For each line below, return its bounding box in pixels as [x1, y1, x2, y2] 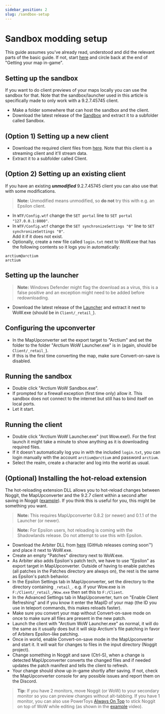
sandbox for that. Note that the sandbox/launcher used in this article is [5, 92, 148, 99]
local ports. [12, 401, 35, 407]
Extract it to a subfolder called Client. [12, 156, 88, 162]
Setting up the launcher [5, 271, 79, 280]
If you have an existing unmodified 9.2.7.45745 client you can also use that [5, 183, 158, 189]
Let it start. [12, 406, 34, 412]
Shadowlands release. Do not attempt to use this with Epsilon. [17, 532, 143, 538]
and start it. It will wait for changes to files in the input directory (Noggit [12, 642, 157, 647]
